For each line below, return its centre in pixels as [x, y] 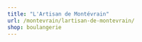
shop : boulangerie [34, 27]
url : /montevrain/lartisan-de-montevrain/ [71, 21]
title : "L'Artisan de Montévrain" [59, 14]
